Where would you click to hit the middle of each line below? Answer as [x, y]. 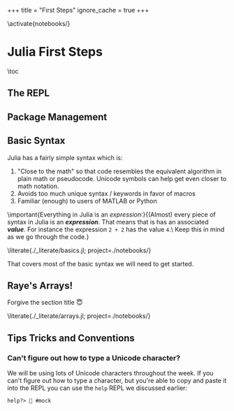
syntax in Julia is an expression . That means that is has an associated [108, 222]
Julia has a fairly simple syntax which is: [65, 157]
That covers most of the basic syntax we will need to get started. [101, 264]
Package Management [57, 117]
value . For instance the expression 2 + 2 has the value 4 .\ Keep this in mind [116, 229]
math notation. [38, 186]
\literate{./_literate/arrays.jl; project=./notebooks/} [79, 316]
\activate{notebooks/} [39, 23]
